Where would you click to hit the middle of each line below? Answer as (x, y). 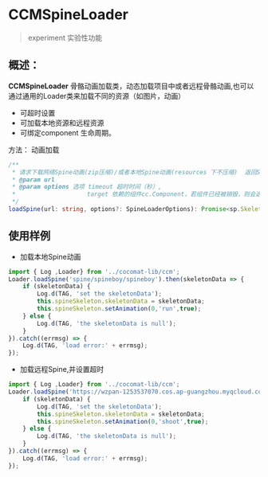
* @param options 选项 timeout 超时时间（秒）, (87, 187)
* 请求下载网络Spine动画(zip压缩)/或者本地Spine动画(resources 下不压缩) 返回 (134, 172)
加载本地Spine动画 (50, 256)
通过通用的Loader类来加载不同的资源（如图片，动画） (97, 96)
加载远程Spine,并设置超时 (62, 369)
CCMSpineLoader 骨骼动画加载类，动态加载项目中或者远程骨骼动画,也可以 (131, 86)
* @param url (33, 180)
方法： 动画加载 (34, 150)
